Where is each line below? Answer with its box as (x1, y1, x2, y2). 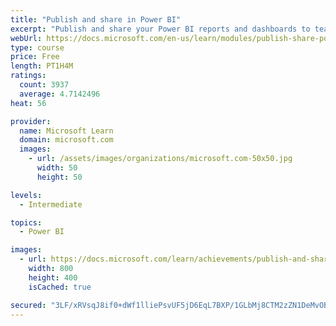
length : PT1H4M (10, 61, 74, 71)
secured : (10, 300, 47, 310)
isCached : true (28, 282, 92, 292)
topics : (10, 217, 43, 228)
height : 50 (36, 172, 83, 182)
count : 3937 (19, 80, 70, 90)
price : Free (10, 52, 60, 62)
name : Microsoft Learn (19, 126, 114, 136)
